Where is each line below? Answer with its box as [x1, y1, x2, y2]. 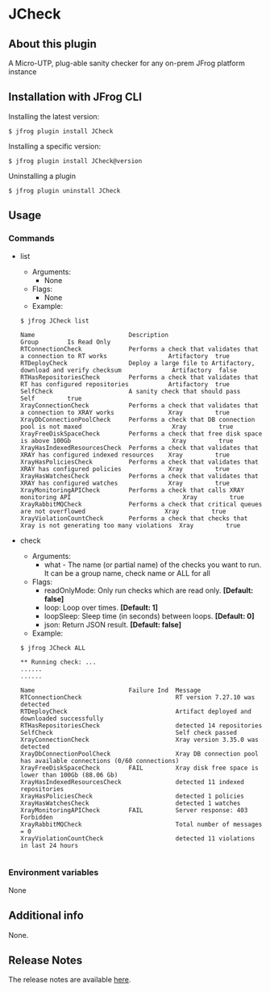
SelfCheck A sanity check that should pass [19, 387, 241, 395]
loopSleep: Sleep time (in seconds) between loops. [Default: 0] [44, 611, 255, 621]
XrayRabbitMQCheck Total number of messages [19, 820, 263, 828]
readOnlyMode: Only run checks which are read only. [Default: [44, 586, 254, 595]
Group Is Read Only [19, 338, 111, 346]
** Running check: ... [19, 658, 97, 666]
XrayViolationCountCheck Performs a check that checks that [19, 514, 248, 523]
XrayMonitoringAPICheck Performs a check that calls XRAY [19, 486, 244, 494]
